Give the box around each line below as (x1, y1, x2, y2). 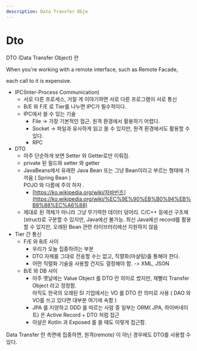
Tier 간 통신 (14, 230, 42, 238)
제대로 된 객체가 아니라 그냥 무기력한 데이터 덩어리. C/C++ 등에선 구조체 (23, 208, 189, 215)
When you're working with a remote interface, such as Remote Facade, (6, 66, 178, 73)
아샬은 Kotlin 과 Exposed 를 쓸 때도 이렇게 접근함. (32, 318, 147, 326)
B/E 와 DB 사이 (23, 267, 58, 274)
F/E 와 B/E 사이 (23, 238, 59, 245)
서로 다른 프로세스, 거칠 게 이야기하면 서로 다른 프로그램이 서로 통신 (23, 95, 178, 103)
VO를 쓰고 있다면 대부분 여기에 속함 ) (32, 296, 117, 303)
